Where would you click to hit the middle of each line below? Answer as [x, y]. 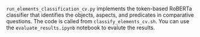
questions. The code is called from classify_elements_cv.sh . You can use [98, 21]
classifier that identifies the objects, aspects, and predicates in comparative [100, 15]
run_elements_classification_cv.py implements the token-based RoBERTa [99, 9]
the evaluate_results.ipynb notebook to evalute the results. [81, 27]
